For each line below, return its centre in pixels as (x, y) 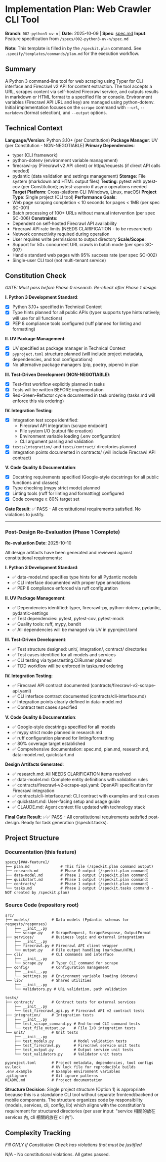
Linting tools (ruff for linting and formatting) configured (68, 493)
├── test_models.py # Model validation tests (70, 1041)
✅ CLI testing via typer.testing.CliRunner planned (62, 660)
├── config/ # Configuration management (57, 967)
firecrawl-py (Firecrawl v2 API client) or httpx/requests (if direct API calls (86, 165)
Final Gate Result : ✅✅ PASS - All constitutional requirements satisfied (76, 817)
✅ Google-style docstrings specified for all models (64, 727)
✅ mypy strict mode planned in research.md (57, 732)
